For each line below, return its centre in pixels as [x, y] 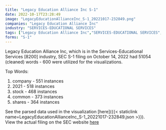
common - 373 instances [38, 96]
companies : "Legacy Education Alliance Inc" [52, 23]
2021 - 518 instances [33, 86]
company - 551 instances [38, 81]
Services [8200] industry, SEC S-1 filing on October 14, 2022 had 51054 [78, 56]
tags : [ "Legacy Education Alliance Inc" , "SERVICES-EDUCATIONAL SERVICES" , [84, 33]
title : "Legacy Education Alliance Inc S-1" [52, 10]
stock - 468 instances [35, 91]
